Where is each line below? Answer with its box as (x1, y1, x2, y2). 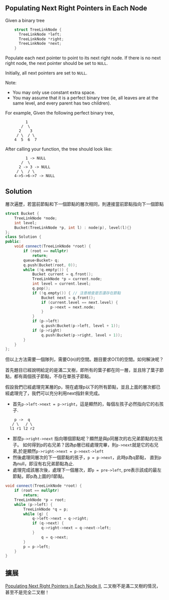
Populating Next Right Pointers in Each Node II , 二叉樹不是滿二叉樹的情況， (5, 583, 161, 589)
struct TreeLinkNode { (14, 27, 62, 32)
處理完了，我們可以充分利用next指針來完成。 (9, 390, 103, 396)
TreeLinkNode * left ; (18, 32, 62, 37)
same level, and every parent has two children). (12, 100, 111, 106)
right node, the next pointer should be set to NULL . (5, 60, 108, 66)
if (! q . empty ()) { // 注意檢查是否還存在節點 (32, 290, 121, 296)
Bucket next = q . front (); (41, 295, 96, 300)
